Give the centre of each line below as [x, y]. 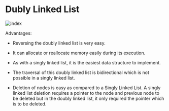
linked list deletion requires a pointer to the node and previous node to [86, 93]
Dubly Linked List [42, 9]
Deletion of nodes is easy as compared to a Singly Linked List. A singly [87, 88]
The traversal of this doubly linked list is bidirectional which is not [81, 72]
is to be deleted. [29, 104]
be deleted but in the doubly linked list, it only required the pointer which [88, 98]
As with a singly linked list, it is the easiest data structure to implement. [87, 62]
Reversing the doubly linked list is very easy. [59, 43]
